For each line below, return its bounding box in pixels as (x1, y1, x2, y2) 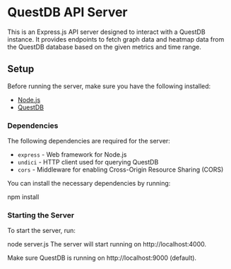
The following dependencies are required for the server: (7, 137, 171, 145)
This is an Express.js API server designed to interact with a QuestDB (7, 28, 206, 36)
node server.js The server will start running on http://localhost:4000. (7, 240, 207, 249)
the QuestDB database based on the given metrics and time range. (7, 42, 201, 51)
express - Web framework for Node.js (17, 150, 127, 159)
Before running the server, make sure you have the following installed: (7, 82, 211, 90)
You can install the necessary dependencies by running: (7, 179, 171, 188)
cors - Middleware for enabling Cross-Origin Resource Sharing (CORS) (17, 165, 224, 174)
